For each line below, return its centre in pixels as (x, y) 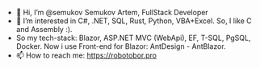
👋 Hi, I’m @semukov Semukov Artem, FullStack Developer (112, 12)
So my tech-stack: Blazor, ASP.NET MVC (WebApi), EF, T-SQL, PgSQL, (133, 38)
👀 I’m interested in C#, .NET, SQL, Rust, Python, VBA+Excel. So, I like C (134, 21)
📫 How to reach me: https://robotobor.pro (86, 55)
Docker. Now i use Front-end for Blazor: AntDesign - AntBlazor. (121, 46)
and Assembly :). (44, 29)
